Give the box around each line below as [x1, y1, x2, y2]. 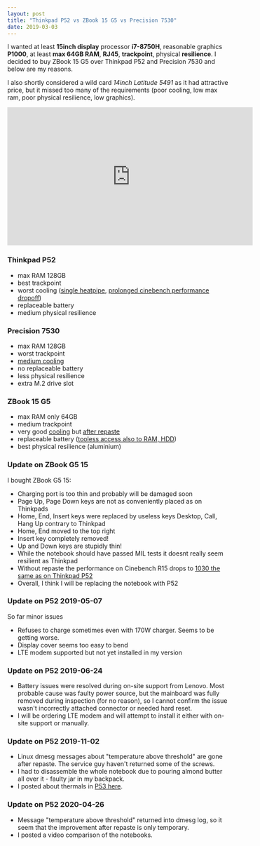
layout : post [7, 10, 46, 18]
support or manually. [29, 719, 90, 727]
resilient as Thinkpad [17, 556, 78, 565]
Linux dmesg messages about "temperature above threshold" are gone [17, 752, 223, 761]
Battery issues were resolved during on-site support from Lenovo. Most [17, 682, 224, 690]
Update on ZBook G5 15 [7, 460, 89, 470]
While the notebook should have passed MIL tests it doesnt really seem [17, 549, 224, 558]
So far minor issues [7, 612, 63, 621]
